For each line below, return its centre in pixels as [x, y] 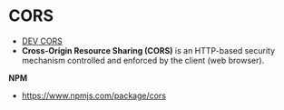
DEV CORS [42, 41]
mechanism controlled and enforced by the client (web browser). [143, 60]
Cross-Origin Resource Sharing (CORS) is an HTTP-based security [148, 50]
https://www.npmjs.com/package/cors [94, 95]
